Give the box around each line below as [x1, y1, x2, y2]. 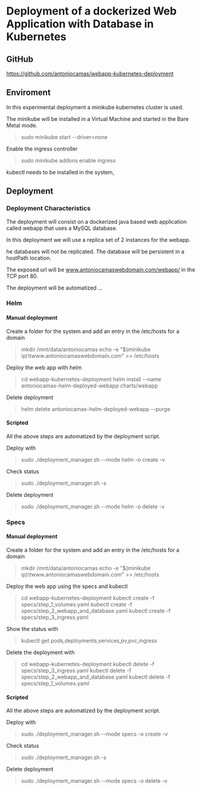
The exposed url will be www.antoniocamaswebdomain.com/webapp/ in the [6, 266, 196, 273]
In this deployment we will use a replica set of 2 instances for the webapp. [6, 236, 191, 243]
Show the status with [6, 625, 59, 632]
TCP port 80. [6, 272, 38, 279]
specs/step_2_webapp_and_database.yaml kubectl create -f [21, 607, 171, 614]
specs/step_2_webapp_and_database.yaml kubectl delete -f [21, 673, 171, 681]
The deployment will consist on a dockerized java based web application [6, 218, 187, 225]
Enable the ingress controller [6, 145, 78, 152]
